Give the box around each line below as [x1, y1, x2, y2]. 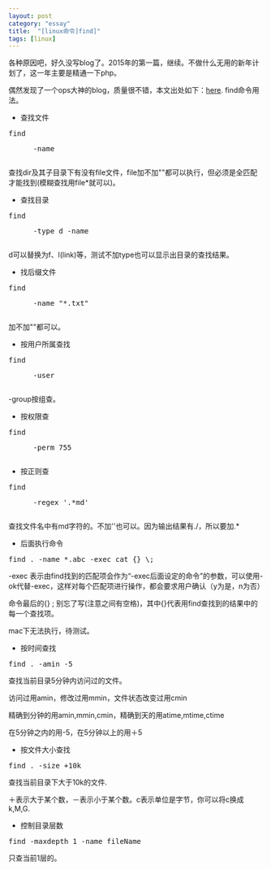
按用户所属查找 [19, 339, 71, 350]
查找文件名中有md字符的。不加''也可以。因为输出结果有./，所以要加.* [8, 521, 240, 531]
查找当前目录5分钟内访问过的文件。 [8, 676, 127, 685]
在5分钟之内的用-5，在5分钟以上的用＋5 [8, 728, 143, 737]
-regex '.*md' [32, 498, 89, 507]
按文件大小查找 [19, 745, 71, 755]
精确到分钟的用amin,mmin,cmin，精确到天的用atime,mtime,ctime [8, 711, 225, 720]
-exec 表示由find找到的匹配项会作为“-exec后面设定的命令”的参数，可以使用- [8, 571, 264, 581]
